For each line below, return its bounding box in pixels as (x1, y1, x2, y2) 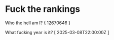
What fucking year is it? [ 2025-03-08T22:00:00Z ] (5, 29, 110, 35)
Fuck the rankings (5, 3, 80, 15)
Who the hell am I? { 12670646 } (5, 20, 71, 26)
